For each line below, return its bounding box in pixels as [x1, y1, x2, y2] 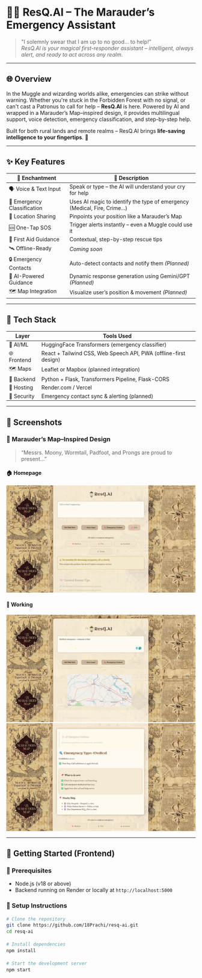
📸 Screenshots [6, 417, 63, 427]
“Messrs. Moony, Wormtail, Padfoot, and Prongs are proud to [20, 448, 173, 456]
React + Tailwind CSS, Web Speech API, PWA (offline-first [41, 350, 186, 357]
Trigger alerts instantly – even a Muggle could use [69, 221, 193, 228]
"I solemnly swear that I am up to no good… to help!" [20, 38, 151, 45]
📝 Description [114, 175, 149, 182]
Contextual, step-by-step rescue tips [69, 236, 162, 243]
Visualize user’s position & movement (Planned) [69, 288, 188, 296]
